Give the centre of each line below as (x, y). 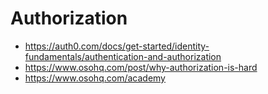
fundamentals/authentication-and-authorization (123, 56)
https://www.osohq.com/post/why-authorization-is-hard (141, 67)
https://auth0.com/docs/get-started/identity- (117, 46)
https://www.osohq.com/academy (95, 78)
